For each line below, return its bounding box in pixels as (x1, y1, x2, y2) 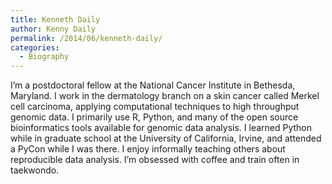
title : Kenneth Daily (10, 14, 101, 25)
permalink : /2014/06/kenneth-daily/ (10, 33, 163, 43)
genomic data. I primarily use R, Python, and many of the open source (10, 111, 299, 123)
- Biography (19, 52, 70, 62)
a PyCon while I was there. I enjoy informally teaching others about (10, 143, 286, 155)
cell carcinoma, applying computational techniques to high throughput (10, 101, 300, 113)
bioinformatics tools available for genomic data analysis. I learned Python (10, 122, 313, 134)
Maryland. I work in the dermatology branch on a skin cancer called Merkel (10, 90, 320, 102)
